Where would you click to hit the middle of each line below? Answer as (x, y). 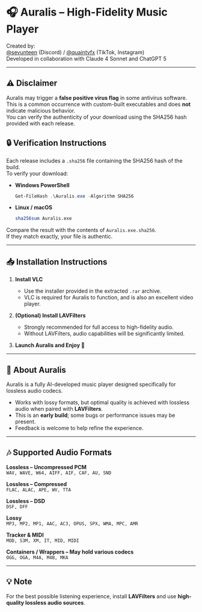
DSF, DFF (17, 507)
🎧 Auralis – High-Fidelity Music (87, 12)
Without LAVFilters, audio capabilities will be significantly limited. (104, 334)
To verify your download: (37, 173)
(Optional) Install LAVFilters (50, 316)
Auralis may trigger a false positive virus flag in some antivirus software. (97, 98)
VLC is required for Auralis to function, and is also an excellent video (109, 298)
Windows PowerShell (42, 185)
